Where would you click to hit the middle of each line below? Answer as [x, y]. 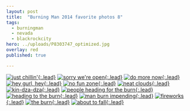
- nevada [22, 33]
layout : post [22, 11]
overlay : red [22, 50]
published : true [26, 55]
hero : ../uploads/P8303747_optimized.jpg [58, 45]
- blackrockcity [31, 39]
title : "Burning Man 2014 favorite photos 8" [65, 17]
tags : [13, 22]
